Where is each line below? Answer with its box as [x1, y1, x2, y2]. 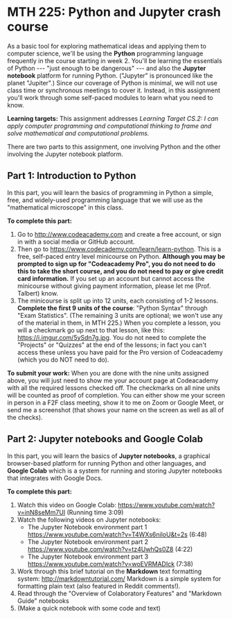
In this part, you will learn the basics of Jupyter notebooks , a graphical [7, 452, 211, 460]
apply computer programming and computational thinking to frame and [7, 121, 212, 130]
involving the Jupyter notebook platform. [7, 150, 123, 158]
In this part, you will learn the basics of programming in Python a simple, [7, 188, 213, 196]
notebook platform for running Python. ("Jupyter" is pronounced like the [7, 71, 213, 80]
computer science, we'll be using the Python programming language [7, 49, 204, 58]
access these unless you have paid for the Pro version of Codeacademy [17, 348, 223, 356]
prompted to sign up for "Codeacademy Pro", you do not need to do [17, 260, 216, 268]
